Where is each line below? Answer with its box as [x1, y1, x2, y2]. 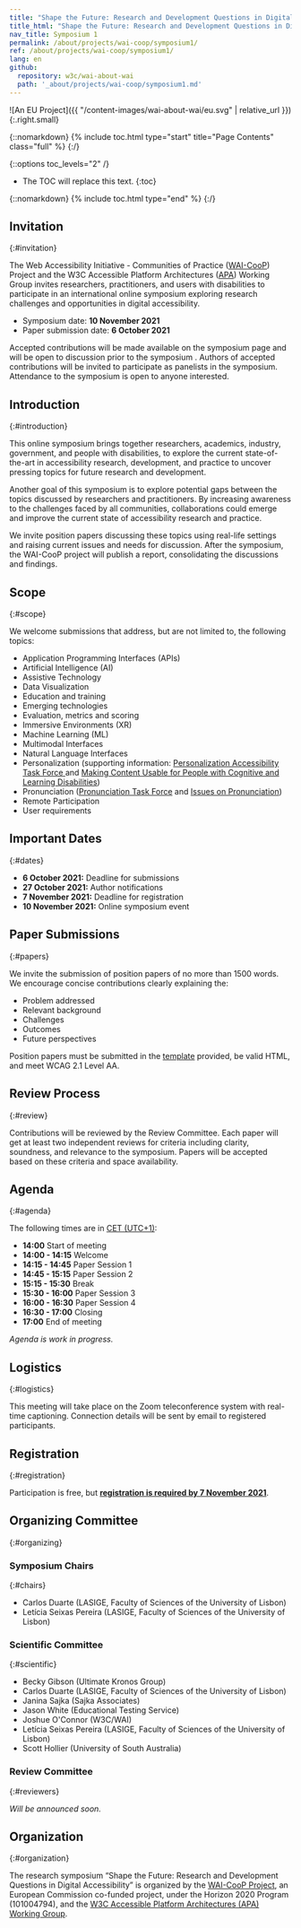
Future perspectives [21, 1033, 97, 1044]
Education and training [21, 691, 106, 702]
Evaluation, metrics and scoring [21, 710, 140, 721]
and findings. [9, 559, 58, 569]
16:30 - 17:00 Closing [21, 1307, 103, 1318]
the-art [9, 457, 36, 468]
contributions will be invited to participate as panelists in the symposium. [9, 361, 278, 372]
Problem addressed [21, 994, 96, 1005]
